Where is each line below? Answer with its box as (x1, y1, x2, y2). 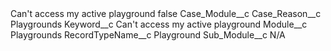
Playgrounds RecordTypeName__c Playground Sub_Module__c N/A (10, 29, 286, 41)
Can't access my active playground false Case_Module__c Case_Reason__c (10, 8, 322, 19)
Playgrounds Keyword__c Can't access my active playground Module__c (10, 18, 308, 30)
